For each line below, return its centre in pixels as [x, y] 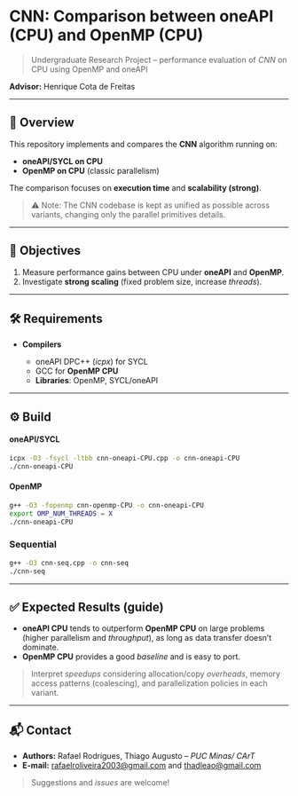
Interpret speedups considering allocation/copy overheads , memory [156, 674]
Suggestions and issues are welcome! [100, 783]
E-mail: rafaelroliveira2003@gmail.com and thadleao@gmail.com [141, 766]
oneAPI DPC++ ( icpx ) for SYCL [91, 362]
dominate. [40, 647]
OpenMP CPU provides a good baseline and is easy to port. [131, 657]
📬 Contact [40, 730]
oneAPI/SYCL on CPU [63, 161]
